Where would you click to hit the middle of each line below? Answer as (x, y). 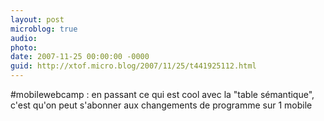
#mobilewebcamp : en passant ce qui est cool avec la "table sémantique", (162, 94)
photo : (24, 47)
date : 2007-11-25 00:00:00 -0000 (80, 57)
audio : (24, 38)
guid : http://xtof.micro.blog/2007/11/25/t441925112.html (133, 66)
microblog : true (44, 29)
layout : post (37, 19)
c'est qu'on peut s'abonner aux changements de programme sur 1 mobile (161, 105)
